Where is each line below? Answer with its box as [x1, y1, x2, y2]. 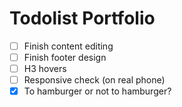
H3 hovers [23, 63, 67, 75]
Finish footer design [23, 52, 107, 63]
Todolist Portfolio [9, 7, 156, 30]
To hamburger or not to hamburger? [23, 85, 172, 97]
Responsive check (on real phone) [23, 74, 166, 86]
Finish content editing [23, 40, 114, 52]
